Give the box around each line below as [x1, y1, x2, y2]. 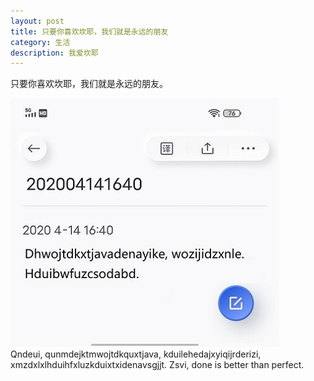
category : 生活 [10, 37, 71, 47]
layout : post [10, 16, 65, 26]
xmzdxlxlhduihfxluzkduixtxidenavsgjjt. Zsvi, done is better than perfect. [10, 359, 305, 371]
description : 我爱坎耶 [10, 48, 99, 58]
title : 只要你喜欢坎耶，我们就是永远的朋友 [10, 26, 169, 37]
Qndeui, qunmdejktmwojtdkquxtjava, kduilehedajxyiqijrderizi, [10, 348, 262, 360]
